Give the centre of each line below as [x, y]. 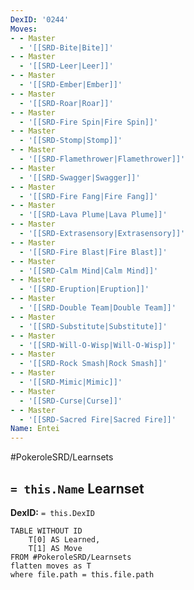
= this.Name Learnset [77, 488]
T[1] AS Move [55, 548]
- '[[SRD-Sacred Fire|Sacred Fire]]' [98, 419]
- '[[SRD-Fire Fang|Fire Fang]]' [89, 196]
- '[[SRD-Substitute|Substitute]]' [93, 326]
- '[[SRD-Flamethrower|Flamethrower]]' [102, 159]
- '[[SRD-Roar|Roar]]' [66, 103]
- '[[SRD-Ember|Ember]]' [71, 85]
